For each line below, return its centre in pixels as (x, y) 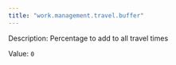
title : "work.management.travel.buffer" (76, 15)
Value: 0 (21, 53)
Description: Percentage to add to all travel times (88, 38)
